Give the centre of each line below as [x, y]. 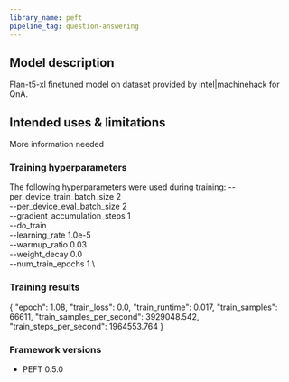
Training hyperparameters [68, 168]
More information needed [57, 144]
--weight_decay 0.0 [46, 255]
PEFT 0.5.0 [43, 369]
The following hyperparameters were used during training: [118, 187]
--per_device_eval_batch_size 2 [68, 206]
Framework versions [56, 349]
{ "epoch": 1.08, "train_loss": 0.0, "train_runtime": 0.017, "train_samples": [144, 307]
